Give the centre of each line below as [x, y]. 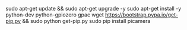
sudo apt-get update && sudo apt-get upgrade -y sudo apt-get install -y [93, 9]
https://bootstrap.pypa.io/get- [142, 15]
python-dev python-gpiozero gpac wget [55, 15]
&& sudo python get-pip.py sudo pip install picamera [86, 21]
